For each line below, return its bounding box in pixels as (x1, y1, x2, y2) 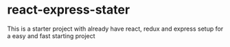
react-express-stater (7, 2, 130, 18)
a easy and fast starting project (7, 31, 95, 40)
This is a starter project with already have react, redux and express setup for (7, 25, 224, 33)
